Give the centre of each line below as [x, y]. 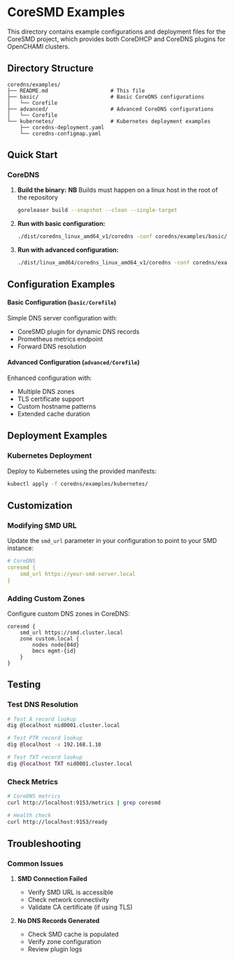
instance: [21, 548]
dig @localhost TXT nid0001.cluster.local [70, 763]
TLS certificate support [51, 399]
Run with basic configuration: [61, 224]
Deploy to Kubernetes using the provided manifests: [82, 471]
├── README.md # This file [76, 91]
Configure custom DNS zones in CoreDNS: [69, 614]
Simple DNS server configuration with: [62, 318]
